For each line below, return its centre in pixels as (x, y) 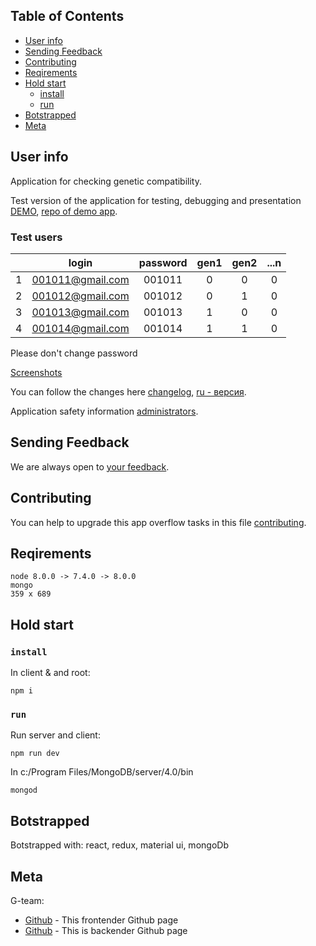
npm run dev (35, 754)
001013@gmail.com (80, 312)
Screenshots (36, 372)
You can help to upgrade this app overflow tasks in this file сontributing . (158, 522)
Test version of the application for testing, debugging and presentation (156, 200)
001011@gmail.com (80, 279)
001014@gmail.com (80, 328)
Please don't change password (74, 353)
